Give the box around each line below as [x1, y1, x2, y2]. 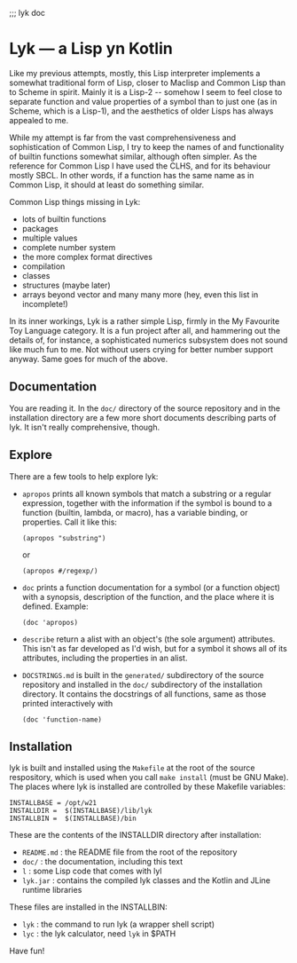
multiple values [21, 233, 78, 243]
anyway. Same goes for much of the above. [9, 353, 168, 364]
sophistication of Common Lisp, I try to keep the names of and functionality [9, 141, 285, 152]
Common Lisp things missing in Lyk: [9, 196, 141, 207]
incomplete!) [21, 298, 68, 309]
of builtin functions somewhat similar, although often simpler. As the [9, 151, 257, 162]
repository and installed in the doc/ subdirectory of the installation [21, 679, 263, 690]
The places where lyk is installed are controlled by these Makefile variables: [9, 781, 286, 793]
